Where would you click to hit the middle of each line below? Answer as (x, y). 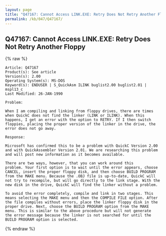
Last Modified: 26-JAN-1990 (34, 94)
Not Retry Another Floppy (45, 47)
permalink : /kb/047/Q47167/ (34, 19)
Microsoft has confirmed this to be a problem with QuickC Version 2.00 (82, 146)
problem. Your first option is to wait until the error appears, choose (82, 168)
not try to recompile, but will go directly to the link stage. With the (83, 181)
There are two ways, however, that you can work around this (69, 163)
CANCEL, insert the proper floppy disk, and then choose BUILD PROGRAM (80, 172)
